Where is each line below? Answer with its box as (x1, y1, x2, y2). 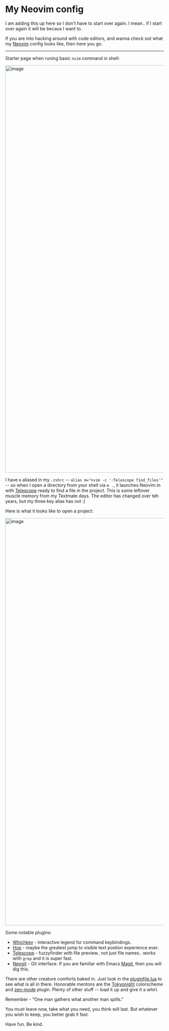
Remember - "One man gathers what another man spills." (5, 996, 124, 1002)
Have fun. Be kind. (5, 1021, 44, 1027)
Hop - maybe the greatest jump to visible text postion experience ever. (12, 944, 159, 950)
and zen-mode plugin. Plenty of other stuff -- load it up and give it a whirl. (5, 986, 158, 992)
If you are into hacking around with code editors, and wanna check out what (5, 35, 163, 41)
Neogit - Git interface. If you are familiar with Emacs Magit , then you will (12, 960, 162, 966)
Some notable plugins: (5, 929, 52, 935)
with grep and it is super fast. (12, 955, 73, 961)
